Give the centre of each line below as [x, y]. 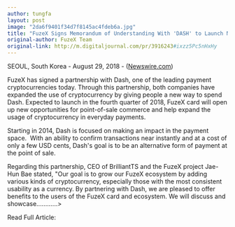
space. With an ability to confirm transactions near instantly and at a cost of [117, 138]
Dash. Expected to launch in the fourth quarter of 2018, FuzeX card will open [117, 102]
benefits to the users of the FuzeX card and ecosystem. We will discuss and [116, 196]
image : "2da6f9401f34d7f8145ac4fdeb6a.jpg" [72, 27]
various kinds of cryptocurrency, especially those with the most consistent [115, 181]
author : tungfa [29, 14]
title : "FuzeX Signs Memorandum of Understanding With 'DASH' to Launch [115, 33]
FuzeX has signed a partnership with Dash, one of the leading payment [109, 80]
